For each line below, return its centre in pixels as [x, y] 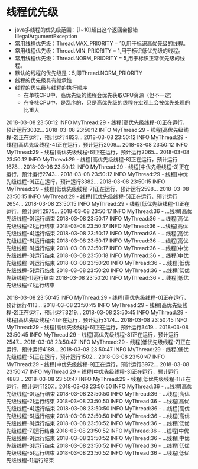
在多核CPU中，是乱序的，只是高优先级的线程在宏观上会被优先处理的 [107, 102]
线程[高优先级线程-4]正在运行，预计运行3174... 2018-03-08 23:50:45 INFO [97, 319]
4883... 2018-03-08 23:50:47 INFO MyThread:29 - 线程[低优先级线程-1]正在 [98, 379]
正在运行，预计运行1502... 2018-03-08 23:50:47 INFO [100, 357]
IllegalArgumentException [46, 36]
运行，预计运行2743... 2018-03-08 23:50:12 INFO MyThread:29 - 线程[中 [95, 174]
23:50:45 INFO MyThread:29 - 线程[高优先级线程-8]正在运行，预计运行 [92, 334]
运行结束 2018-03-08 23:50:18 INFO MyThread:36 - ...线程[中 [109, 255]
